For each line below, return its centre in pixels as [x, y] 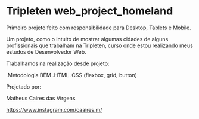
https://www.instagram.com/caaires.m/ [54, 109]
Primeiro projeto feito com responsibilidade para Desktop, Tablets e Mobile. [99, 28]
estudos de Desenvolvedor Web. [46, 51]
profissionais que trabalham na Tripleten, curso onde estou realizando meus [100, 45]
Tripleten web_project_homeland [90, 11]
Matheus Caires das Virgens [41, 98]
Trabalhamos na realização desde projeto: [58, 63]
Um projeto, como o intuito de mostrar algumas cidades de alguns [87, 39]
